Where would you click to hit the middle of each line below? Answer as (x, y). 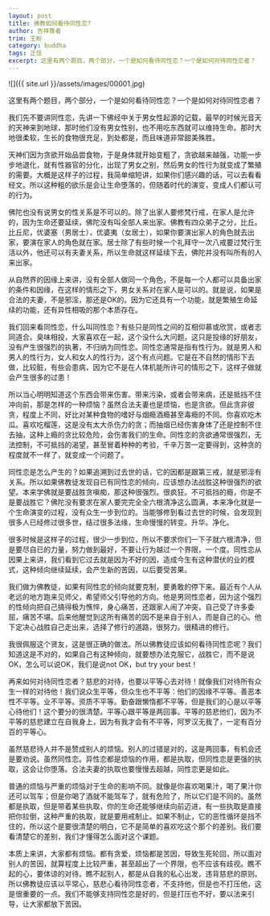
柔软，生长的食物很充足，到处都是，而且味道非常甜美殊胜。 (121, 137)
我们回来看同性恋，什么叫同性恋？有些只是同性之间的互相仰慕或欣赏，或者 (131, 326)
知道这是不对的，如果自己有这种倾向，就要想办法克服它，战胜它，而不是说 (131, 654)
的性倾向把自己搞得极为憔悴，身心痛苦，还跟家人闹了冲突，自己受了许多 (128, 607)
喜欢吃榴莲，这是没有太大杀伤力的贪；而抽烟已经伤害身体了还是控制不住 (142, 425)
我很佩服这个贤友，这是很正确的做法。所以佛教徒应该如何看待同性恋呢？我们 (135, 644)
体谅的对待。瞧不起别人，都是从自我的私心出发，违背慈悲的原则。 (152, 873)
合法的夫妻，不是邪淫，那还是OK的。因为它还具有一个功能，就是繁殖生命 (130, 300)
